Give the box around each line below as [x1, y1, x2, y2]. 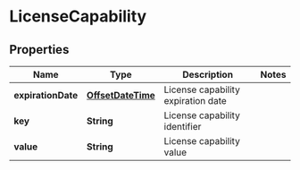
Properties [9, 42, 70, 57]
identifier [163, 121, 202, 132]
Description [182, 69, 234, 81]
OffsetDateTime [86, 89, 156, 101]
